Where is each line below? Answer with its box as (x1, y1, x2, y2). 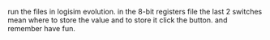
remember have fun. (7, 24, 76, 33)
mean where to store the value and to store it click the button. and (7, 15, 228, 25)
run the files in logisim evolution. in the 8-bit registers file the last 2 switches (7, 7, 263, 16)
